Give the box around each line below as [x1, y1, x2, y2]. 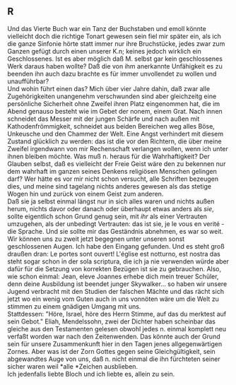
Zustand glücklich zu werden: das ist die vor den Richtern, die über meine [7, 137, 222, 146]
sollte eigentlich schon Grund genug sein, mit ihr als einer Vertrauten [7, 212, 207, 220]
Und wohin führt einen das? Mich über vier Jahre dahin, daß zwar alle [7, 84, 211, 93]
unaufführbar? [7, 77, 49, 85]
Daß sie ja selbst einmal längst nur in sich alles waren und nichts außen [7, 197, 215, 206]
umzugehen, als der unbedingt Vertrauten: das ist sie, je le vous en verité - [7, 219, 225, 228]
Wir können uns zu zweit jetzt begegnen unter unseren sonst [7, 235, 185, 243]
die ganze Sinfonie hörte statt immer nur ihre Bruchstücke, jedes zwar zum [7, 39, 225, 48]
